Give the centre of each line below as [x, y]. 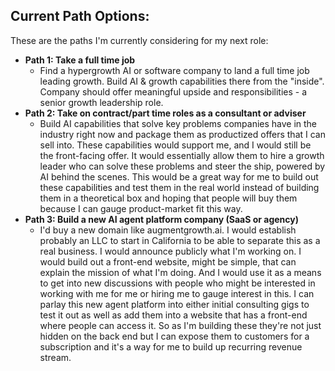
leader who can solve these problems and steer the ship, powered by [182, 166]
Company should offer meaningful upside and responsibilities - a [173, 91]
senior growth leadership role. [101, 102]
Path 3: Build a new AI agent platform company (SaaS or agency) [162, 219]
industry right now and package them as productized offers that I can [182, 134]
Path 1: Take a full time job [80, 60]
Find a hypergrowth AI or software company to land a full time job [174, 70]
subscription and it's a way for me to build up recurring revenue [171, 346]
